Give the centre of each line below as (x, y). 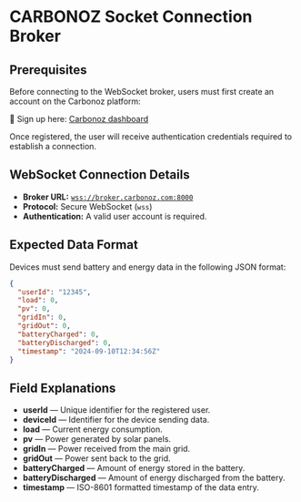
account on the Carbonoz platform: (75, 101)
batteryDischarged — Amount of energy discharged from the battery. (154, 478)
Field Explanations (63, 388)
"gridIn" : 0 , (42, 318)
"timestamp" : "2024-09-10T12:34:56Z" (89, 351)
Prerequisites (48, 70)
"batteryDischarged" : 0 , (65, 343)
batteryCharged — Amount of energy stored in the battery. (134, 468)
